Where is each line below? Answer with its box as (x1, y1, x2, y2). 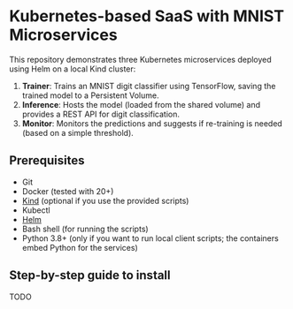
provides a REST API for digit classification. (21, 109, 180, 119)
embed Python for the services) (21, 242, 139, 252)
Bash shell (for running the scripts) (21, 223, 149, 234)
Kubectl (21, 205, 50, 215)
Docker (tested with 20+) (21, 185, 114, 196)
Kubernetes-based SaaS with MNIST (9, 6, 285, 26)
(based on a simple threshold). (21, 127, 135, 138)
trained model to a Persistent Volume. (21, 90, 159, 101)
